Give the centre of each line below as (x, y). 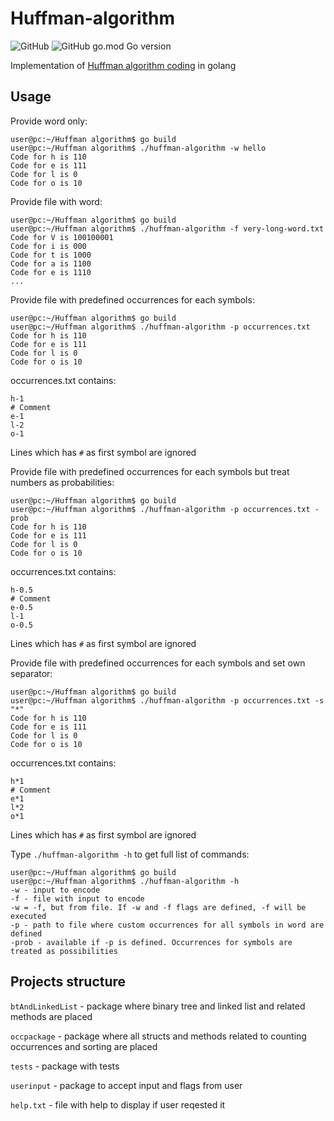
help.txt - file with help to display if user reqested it (118, 1104)
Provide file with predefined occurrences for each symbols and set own (158, 663)
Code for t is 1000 (51, 255)
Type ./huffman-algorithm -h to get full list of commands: (130, 854)
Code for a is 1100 (51, 263)
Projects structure (68, 982)
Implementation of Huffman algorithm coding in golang (123, 65)
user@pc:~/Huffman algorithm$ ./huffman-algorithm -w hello (138, 148)
